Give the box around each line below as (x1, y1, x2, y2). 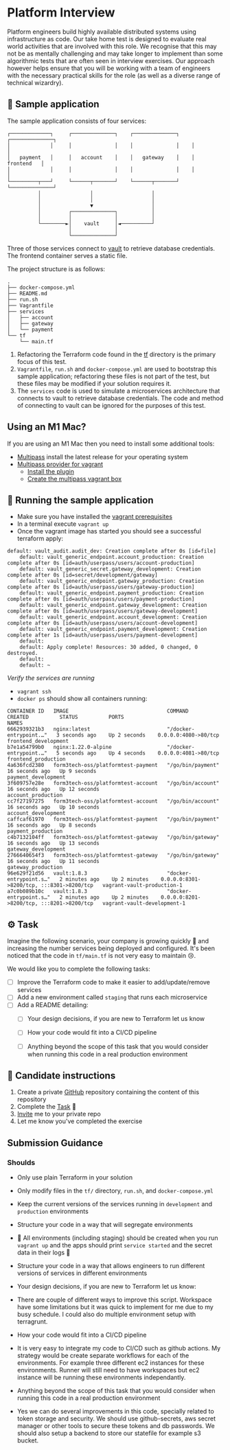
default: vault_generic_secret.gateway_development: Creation (19, 566, 201, 573)
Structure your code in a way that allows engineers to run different (16, 1262, 205, 1270)
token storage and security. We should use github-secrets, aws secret (16, 1414, 216, 1423)
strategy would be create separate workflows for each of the (16, 1351, 189, 1360)
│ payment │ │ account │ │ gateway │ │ (7, 154, 195, 161)
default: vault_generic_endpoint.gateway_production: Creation (19, 578, 205, 585)
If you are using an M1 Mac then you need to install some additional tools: (7, 439, 215, 448)
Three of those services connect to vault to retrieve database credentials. (7, 244, 215, 252)
